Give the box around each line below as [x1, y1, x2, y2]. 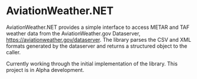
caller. [6, 48, 21, 55]
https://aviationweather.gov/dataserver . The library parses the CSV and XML [6, 36, 192, 43]
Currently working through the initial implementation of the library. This [6, 60, 178, 67]
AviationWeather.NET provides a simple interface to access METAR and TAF [6, 24, 190, 31]
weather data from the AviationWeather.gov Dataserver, [6, 29, 141, 37]
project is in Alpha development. [6, 66, 84, 73]
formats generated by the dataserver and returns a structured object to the [6, 42, 188, 50]
